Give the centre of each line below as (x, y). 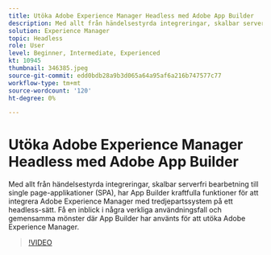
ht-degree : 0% (32, 98)
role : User (27, 46)
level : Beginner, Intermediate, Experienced (84, 53)
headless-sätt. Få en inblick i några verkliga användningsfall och (115, 210)
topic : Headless (35, 38)
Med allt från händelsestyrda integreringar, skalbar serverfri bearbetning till (133, 184)
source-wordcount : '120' (50, 90)
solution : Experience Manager (59, 31)
